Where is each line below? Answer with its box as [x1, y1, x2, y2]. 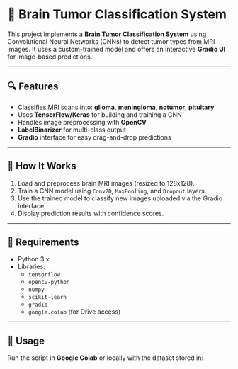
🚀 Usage [7, 334, 45, 346]
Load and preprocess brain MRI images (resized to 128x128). [17, 178, 195, 187]
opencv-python [28, 279, 70, 286]
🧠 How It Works [7, 160, 76, 172]
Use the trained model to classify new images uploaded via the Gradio [17, 194, 223, 203]
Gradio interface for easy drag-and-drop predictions [17, 132, 171, 141]
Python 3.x [17, 255, 50, 263]
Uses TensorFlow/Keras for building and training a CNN [17, 110, 182, 119]
